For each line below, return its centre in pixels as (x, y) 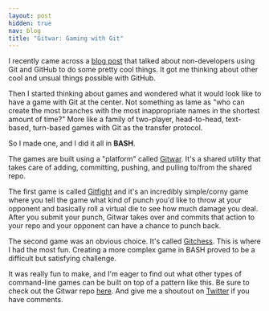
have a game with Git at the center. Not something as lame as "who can (126, 102)
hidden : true (30, 23)
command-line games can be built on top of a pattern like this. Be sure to (129, 283)
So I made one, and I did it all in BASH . (72, 143)
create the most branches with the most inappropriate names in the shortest (134, 111)
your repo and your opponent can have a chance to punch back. (115, 226)
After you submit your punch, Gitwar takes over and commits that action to (132, 217)
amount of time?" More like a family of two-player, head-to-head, (116, 119)
